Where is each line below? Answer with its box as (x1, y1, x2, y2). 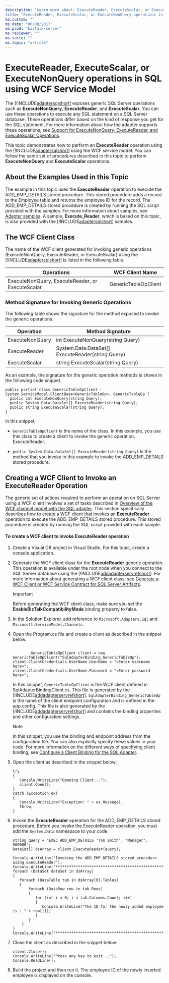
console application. (12, 550, 55, 556)
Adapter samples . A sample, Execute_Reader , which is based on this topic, (5, 213, 161, 219)
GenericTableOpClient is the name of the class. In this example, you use (12, 427, 161, 434)
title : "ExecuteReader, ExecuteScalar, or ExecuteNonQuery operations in (5, 12, 163, 17)
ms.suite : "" (5, 36, 33, 41)
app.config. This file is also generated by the (12, 702, 105, 709)
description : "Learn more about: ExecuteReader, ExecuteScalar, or (5, 7, 150, 13)
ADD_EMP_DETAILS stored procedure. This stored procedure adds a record (5, 191, 162, 197)
